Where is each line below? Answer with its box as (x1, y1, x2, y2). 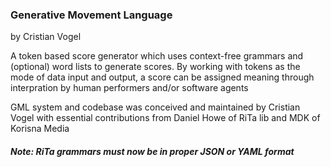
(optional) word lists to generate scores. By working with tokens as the (10, 61, 301, 73)
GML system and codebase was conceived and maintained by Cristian (10, 101, 301, 113)
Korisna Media (10, 123, 70, 135)
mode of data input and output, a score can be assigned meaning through (10, 71, 315, 83)
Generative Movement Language (10, 8, 173, 22)
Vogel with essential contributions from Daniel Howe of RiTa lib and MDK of (10, 112, 321, 124)
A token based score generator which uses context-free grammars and (10, 50, 304, 62)
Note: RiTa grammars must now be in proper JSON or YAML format (10, 145, 295, 157)
